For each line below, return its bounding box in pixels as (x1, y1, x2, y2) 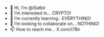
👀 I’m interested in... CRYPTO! (9, 10, 71, 16)
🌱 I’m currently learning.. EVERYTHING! (9, 15, 91, 21)
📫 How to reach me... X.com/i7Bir (9, 26, 80, 32)
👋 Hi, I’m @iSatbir (9, 5, 46, 10)
